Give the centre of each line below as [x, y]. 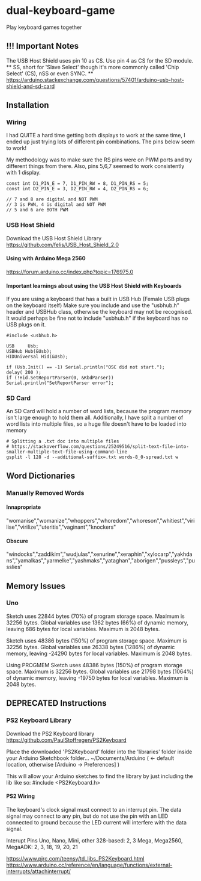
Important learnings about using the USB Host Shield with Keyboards [94, 285]
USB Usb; [22, 346]
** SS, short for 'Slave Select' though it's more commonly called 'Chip [93, 67]
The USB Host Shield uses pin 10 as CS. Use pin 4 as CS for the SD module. [100, 60]
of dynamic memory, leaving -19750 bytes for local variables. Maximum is [97, 677]
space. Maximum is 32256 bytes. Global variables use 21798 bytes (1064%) [100, 671]
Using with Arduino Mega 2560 [46, 258]
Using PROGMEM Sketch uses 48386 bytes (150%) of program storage [94, 665]
